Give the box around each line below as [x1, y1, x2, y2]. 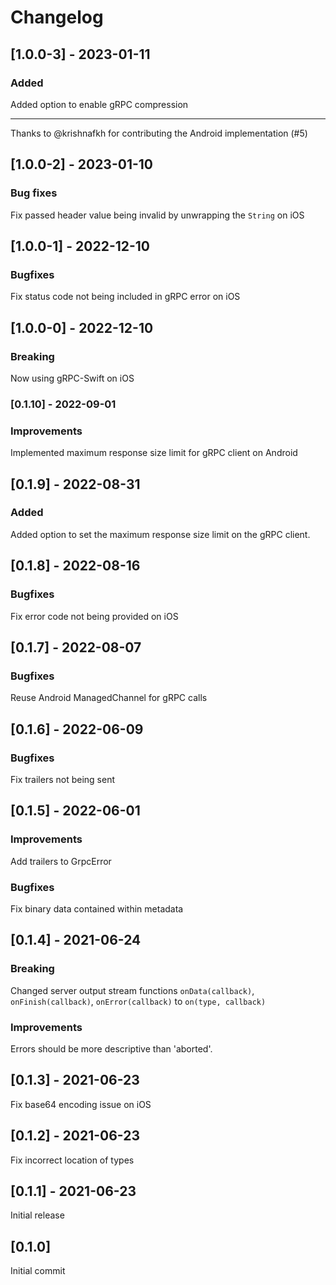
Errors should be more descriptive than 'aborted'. [10, 1042, 213, 1055]
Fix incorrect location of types [10, 1154, 135, 1166]
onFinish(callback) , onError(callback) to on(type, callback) [10, 995, 267, 1007]
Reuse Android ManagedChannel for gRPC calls [10, 692, 208, 704]
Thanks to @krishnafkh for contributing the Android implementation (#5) [10, 127, 308, 139]
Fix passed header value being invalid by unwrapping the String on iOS [10, 209, 305, 221]
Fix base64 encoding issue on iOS [10, 1098, 152, 1110]
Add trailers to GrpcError [10, 855, 112, 867]
